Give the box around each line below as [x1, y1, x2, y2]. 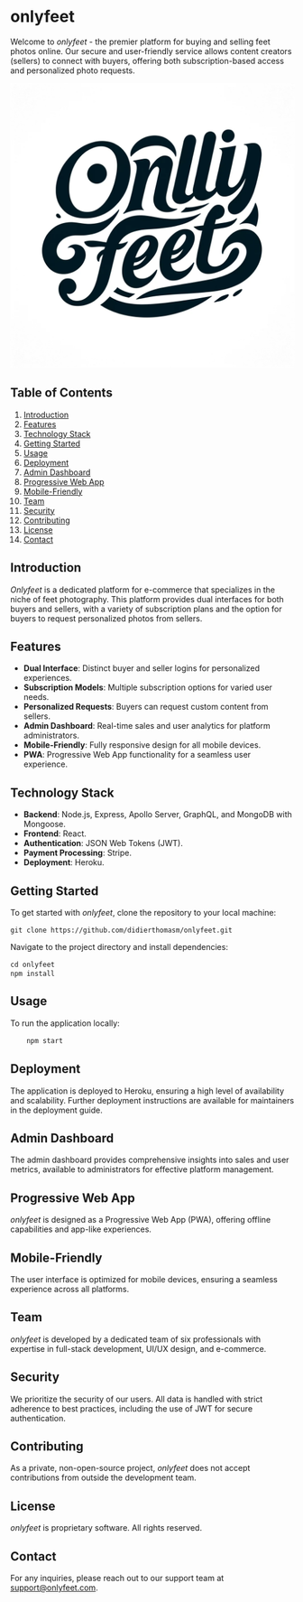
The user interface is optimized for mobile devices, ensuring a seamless [10, 1273, 279, 1284]
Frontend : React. [23, 828, 87, 839]
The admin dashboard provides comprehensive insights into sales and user [10, 1154, 289, 1166]
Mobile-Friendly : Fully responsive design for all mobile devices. [23, 740, 262, 750]
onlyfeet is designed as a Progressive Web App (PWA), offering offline [10, 1215, 271, 1225]
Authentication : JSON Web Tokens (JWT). [23, 838, 183, 849]
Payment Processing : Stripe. [23, 847, 133, 859]
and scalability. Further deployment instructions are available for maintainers [10, 1094, 295, 1105]
